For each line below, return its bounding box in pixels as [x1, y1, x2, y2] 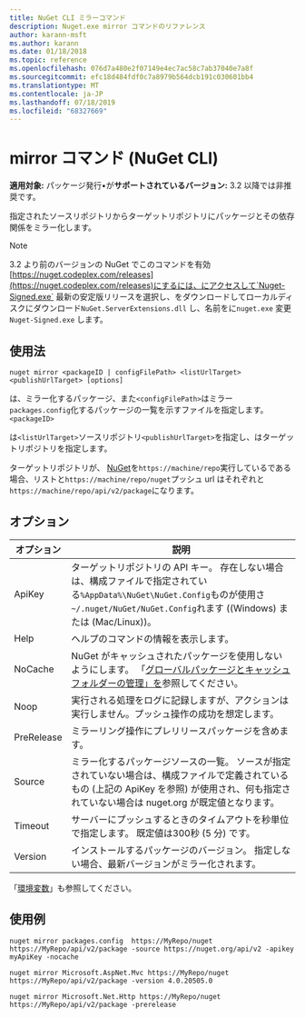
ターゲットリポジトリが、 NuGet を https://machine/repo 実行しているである [9, 463, 292, 473]
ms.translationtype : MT [9, 81, 100, 90]
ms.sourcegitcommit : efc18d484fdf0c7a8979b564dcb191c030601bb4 [9, 73, 254, 82]
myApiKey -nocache [9, 952, 79, 962]
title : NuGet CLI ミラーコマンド [9, 13, 126, 23]
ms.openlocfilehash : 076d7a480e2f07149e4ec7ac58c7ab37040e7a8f [9, 65, 254, 74]
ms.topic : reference [9, 55, 88, 65]
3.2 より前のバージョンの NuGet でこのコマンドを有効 [9, 259, 212, 270]
